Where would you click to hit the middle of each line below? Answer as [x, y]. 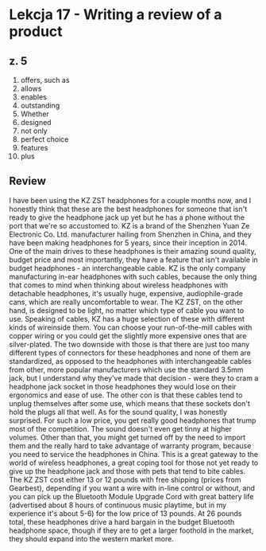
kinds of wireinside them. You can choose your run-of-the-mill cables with [131, 327]
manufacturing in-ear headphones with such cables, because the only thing [133, 276]
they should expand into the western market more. [91, 538]
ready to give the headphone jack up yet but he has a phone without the [127, 217]
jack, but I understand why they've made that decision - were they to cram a [134, 378]
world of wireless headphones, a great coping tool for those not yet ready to [134, 463]
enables [33, 97]
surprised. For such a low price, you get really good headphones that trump [133, 420]
